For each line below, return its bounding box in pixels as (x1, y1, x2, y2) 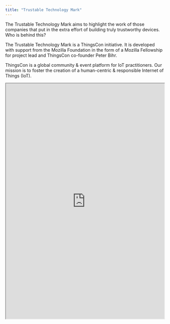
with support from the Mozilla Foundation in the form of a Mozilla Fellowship (5, 47, 162, 53)
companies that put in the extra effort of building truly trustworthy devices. (5, 26, 160, 33)
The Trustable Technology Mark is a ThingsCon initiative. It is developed (5, 41, 155, 48)
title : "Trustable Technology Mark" (5, 7, 82, 13)
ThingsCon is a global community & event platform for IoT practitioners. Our (5, 62, 162, 68)
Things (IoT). (5, 72, 32, 78)
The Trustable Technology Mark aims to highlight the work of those (5, 21, 145, 27)
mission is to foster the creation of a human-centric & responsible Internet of (5, 67, 164, 73)
